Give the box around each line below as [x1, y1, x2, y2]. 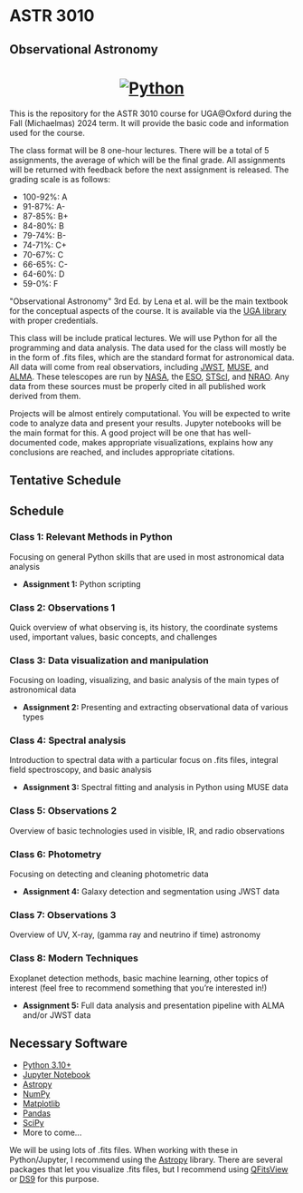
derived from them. [9, 390, 81, 401]
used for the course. [9, 127, 86, 138]
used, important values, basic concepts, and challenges [9, 631, 218, 642]
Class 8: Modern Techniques [9, 952, 138, 964]
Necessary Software [9, 1036, 128, 1051]
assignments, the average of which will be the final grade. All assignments [9, 154, 286, 165]
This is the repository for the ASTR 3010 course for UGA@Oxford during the [9, 108, 292, 119]
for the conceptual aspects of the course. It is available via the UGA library [9, 305, 287, 316]
